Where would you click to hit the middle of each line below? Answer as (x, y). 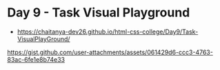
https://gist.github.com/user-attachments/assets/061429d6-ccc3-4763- (110, 52)
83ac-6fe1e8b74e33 (36, 59)
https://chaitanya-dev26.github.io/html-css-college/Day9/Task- (108, 32)
